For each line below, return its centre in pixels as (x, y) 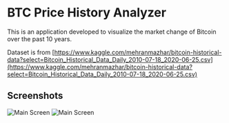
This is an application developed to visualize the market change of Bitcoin (112, 32)
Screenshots (35, 96)
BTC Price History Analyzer (87, 13)
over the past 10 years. (40, 38)
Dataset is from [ (31, 52)
